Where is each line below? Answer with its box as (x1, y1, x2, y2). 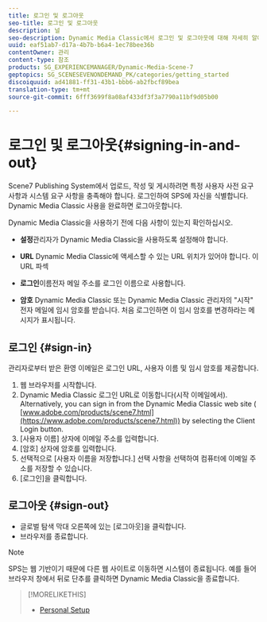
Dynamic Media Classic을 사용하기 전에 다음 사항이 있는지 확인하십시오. (8, 218, 234, 227)
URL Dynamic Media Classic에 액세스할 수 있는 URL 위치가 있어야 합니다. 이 (19, 252, 259, 261)
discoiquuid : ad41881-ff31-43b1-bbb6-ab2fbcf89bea (8, 78, 180, 86)
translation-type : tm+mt (8, 85, 91, 94)
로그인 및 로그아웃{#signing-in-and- (8, 137, 241, 155)
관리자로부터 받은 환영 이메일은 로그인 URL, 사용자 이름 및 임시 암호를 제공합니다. (8, 363, 259, 373)
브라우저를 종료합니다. (19, 531, 89, 541)
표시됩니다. (41, 315, 75, 325)
